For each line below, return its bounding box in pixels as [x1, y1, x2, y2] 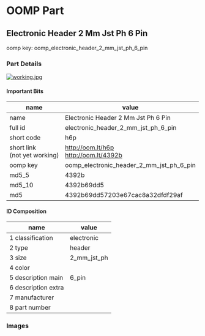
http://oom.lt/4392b [65, 151, 122, 159]
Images [6, 321, 29, 330]
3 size [9, 253, 27, 262]
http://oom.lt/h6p [65, 143, 114, 152]
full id [9, 123, 26, 132]
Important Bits [6, 87, 44, 95]
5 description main [9, 273, 64, 282]
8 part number [9, 303, 51, 312]
